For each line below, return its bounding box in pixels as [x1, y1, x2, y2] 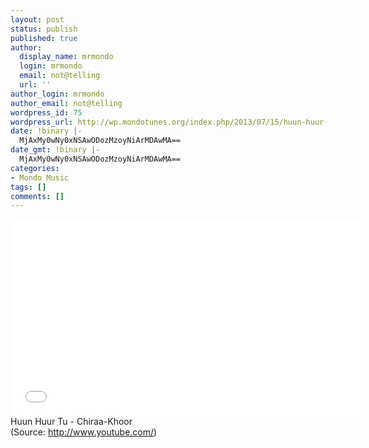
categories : [10, 163, 60, 173]
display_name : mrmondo [19, 52, 114, 62]
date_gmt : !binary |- [10, 145, 101, 155]
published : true [10, 33, 78, 43]
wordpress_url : [10, 117, 74, 127]
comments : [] [10, 191, 65, 201]
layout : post [10, 14, 65, 25]
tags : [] [10, 182, 47, 192]
